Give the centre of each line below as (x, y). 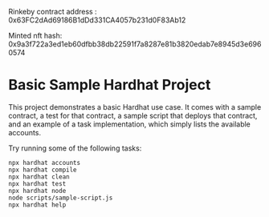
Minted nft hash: (35, 36)
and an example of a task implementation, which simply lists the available (130, 124)
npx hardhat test (37, 183)
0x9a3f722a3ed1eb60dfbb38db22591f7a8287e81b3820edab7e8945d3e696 (135, 44)
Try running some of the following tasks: (75, 148)
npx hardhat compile (43, 170)
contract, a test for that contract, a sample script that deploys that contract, (133, 115)
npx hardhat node (37, 191)
